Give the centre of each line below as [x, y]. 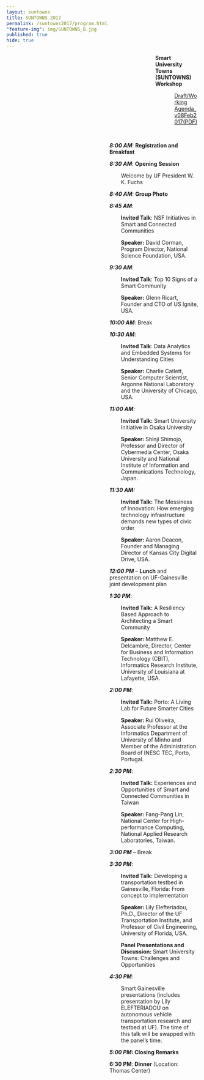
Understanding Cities [148, 359]
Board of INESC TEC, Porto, [156, 753]
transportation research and [156, 1021]
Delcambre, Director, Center [156, 646]
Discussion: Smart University [158, 952]
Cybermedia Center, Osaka [155, 452]
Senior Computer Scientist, [155, 378]
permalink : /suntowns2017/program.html [57, 23]
